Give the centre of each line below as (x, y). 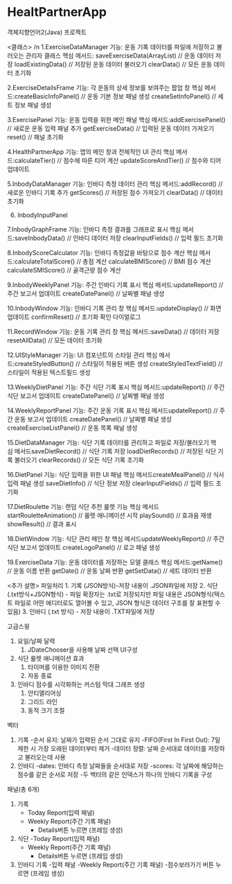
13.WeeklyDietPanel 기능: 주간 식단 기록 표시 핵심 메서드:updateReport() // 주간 (116, 387)
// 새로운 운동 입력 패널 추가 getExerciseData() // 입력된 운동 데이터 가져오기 (111, 128)
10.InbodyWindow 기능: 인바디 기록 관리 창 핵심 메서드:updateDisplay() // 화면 (114, 308)
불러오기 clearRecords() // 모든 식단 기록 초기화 (79, 460)
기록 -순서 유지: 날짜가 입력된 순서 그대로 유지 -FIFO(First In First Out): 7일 (119, 740)
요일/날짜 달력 (36, 641)
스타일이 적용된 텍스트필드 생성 (49, 372)
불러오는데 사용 (45, 757)
